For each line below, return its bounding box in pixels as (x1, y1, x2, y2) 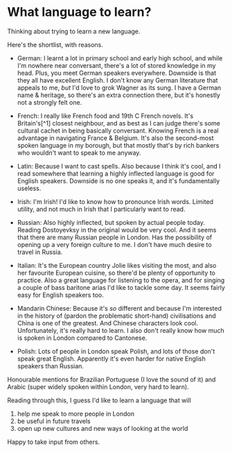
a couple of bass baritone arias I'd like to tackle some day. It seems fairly (17, 283, 225, 291)
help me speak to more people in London (17, 409, 135, 418)
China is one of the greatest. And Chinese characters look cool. (17, 318, 199, 327)
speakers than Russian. (17, 361, 84, 370)
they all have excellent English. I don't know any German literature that (17, 76, 218, 84)
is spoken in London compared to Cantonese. (17, 334, 148, 342)
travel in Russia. (17, 248, 63, 256)
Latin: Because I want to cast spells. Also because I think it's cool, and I (17, 162, 221, 170)
